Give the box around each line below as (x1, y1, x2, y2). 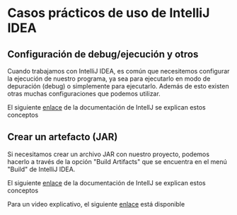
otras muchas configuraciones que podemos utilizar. (7, 90, 161, 98)
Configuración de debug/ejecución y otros (7, 48, 199, 60)
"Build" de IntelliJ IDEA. (7, 165, 76, 173)
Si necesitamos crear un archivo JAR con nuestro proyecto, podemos (7, 150, 210, 158)
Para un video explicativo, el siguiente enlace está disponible (7, 199, 185, 208)
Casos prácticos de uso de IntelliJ (7, 5, 210, 21)
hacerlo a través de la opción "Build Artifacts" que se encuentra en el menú (7, 157, 228, 165)
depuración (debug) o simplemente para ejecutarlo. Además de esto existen (7, 82, 229, 90)
